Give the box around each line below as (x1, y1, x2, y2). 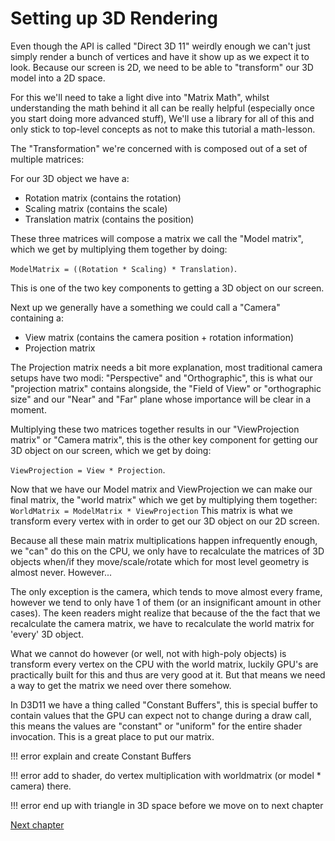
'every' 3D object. (10, 628, 84, 640)
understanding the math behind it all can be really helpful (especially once (10, 102, 315, 114)
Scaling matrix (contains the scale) (24, 202, 168, 214)
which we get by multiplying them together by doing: (10, 243, 228, 255)
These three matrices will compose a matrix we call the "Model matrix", (10, 232, 304, 244)
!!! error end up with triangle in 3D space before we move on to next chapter (10, 799, 324, 811)
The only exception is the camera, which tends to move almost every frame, (10, 585, 323, 597)
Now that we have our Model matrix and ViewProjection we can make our (10, 483, 313, 495)
